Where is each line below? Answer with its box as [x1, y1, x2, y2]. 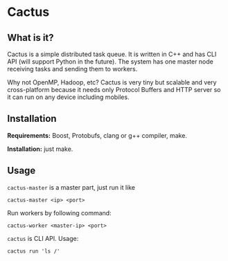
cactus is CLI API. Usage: [7, 234, 79, 242]
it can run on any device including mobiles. [7, 93, 130, 101]
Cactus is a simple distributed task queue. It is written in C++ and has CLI [7, 50, 217, 58]
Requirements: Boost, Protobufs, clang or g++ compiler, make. [7, 131, 187, 139]
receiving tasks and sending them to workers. [7, 65, 138, 73]
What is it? [7, 32, 54, 44]
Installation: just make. [7, 145, 73, 153]
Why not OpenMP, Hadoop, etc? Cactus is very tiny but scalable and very [7, 78, 217, 87]
